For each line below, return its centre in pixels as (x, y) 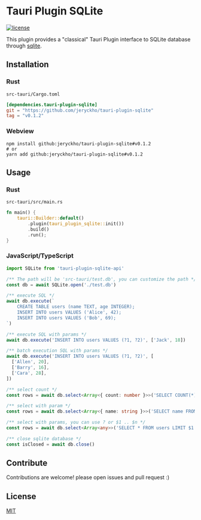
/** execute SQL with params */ (46, 334)
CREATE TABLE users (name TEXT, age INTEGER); (76, 307)
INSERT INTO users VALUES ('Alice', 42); (69, 313)
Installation (28, 65)
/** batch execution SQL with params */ (57, 351)
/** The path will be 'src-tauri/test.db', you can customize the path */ (101, 279)
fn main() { (21, 213)
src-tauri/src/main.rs (34, 202)
